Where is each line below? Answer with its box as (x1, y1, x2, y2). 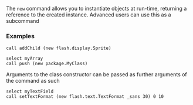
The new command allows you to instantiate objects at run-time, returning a (6, 5, 187, 12)
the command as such (6, 77, 60, 84)
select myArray (6, 56, 43, 62)
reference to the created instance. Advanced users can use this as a (6, 11, 171, 18)
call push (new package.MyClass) (6, 61, 88, 67)
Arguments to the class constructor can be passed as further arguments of (6, 71, 188, 78)
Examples (6, 32, 35, 40)
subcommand (6, 18, 39, 24)
